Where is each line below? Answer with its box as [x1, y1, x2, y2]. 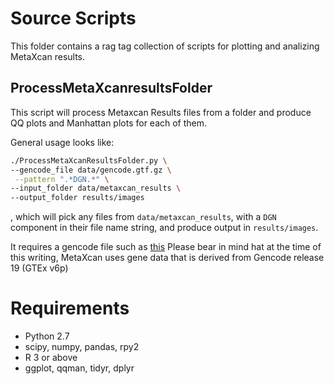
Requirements [10, 297, 130, 320]
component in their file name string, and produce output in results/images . [10, 222, 319, 234]
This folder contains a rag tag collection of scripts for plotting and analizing [10, 40, 320, 52]
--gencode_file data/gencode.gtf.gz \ [10, 165, 172, 175]
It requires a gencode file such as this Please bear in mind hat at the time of [10, 241, 322, 253]
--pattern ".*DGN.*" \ [14, 174, 110, 184]
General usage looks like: [10, 136, 115, 148]
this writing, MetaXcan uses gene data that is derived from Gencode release [10, 252, 325, 264]
